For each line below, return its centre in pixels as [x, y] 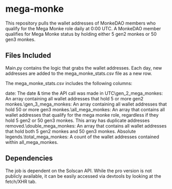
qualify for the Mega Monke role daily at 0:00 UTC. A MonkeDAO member [83, 28]
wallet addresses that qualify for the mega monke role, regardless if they [82, 115]
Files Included [28, 56]
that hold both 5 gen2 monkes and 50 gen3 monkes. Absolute [71, 131]
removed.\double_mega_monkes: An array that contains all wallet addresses [86, 125]
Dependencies [29, 159]
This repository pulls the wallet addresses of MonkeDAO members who [81, 23]
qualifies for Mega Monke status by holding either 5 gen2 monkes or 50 [81, 34]
